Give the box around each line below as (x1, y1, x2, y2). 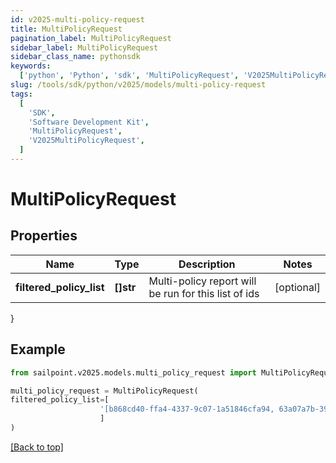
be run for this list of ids (148, 286, 260, 300)
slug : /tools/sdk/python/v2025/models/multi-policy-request (10, 80, 267, 90)
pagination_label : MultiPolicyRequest (10, 33, 172, 43)
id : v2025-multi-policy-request (10, 14, 145, 25)
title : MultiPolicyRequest (10, 24, 123, 34)
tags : (10, 89, 33, 99)
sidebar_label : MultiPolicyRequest (10, 42, 159, 53)
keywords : (10, 61, 52, 71)
